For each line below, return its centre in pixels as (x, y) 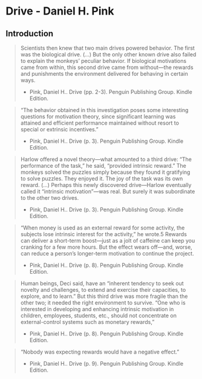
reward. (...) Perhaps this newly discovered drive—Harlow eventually (106, 185)
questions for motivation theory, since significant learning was (98, 117)
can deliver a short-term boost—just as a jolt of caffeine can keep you (108, 241)
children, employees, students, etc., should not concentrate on (98, 315)
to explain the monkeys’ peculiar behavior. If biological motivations (103, 61)
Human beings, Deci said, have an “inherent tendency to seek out (102, 283)
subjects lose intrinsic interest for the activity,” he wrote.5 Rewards (103, 234)
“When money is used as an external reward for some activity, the (103, 228)
